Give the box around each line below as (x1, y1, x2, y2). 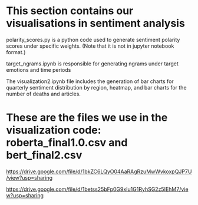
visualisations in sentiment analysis (6, 16, 186, 30)
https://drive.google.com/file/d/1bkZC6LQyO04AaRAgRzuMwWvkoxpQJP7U (6, 168, 192, 175)
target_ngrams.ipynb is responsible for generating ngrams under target (6, 60, 179, 67)
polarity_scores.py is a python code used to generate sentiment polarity (6, 36, 180, 43)
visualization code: (6, 124, 101, 137)
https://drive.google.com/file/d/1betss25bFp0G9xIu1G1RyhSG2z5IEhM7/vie (6, 186, 189, 193)
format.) (6, 48, 26, 55)
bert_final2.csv (6, 148, 82, 162)
